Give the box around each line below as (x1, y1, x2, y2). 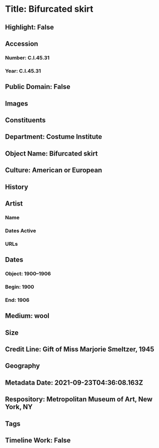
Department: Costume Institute (5, 132, 102, 141)
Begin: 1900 (5, 283, 34, 290)
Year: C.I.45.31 (5, 67, 41, 74)
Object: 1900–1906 (5, 270, 51, 277)
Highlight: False (5, 23, 54, 31)
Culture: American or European (5, 166, 102, 175)
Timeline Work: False (5, 436, 71, 445)
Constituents (5, 116, 46, 124)
